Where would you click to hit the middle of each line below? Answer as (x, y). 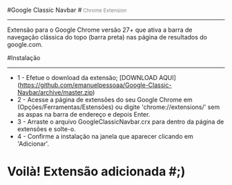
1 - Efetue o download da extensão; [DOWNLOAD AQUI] (96, 78)
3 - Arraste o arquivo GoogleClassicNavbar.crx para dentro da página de (120, 121)
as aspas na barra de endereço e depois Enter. (84, 114)
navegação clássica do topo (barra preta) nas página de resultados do (107, 37)
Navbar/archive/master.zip (55, 92)
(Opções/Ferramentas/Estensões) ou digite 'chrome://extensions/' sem (118, 107)
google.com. (25, 45)
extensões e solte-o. (46, 129)
